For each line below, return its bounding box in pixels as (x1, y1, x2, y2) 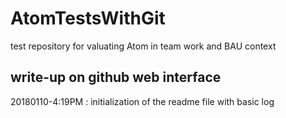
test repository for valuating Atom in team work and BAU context (10, 40, 277, 52)
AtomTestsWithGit (10, 7, 166, 30)
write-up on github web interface (10, 69, 222, 86)
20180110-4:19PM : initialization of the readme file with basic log (10, 95, 275, 107)
